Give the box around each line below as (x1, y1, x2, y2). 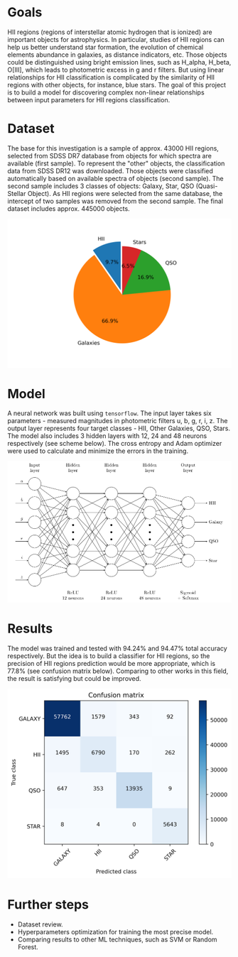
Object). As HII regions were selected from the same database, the (27, 189, 223, 197)
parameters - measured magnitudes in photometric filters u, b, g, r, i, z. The (7, 417, 228, 425)
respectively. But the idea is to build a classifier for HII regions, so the (7, 651, 210, 660)
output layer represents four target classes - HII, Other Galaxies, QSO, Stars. (7, 424, 231, 433)
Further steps (7, 896, 90, 912)
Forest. (17, 942, 39, 951)
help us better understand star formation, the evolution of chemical (7, 43, 204, 51)
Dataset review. (17, 920, 63, 929)
